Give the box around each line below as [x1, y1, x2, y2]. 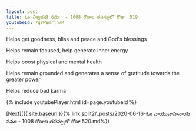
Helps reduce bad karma [6, 88, 67, 95]
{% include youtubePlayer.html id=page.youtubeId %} [6, 99, 137, 106]
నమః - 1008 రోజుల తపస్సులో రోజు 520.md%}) [6, 118, 110, 125]
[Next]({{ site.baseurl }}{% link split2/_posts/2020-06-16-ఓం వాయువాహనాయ [6, 110, 190, 117]
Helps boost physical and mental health [6, 58, 102, 65]
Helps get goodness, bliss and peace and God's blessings [6, 36, 147, 43]
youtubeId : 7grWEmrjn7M [6, 19, 65, 25]
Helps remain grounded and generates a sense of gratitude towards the [6, 70, 180, 77]
